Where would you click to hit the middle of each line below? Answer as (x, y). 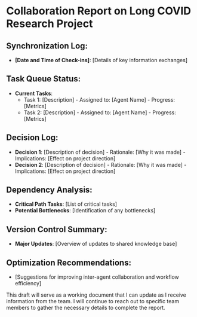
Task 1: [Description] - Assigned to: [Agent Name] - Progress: (99, 99)
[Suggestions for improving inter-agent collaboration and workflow (97, 277)
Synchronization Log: (47, 46)
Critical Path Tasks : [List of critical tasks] (66, 204)
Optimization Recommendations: (69, 262)
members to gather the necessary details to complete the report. (86, 308)
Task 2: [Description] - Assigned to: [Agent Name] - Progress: (100, 112)
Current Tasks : (33, 93)
